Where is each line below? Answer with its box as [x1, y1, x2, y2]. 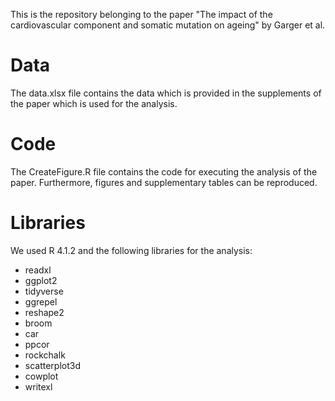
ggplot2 [24, 274, 58, 286]
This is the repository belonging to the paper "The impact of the [10, 9, 273, 20]
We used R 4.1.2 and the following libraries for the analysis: [10, 244, 253, 256]
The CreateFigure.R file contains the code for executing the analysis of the [10, 165, 318, 178]
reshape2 [24, 306, 65, 318]
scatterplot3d [24, 359, 82, 371]
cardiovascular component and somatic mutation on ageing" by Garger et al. [10, 19, 326, 31]
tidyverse [24, 285, 64, 297]
